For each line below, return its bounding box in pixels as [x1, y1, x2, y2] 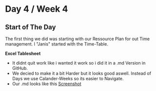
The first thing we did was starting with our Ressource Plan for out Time [5, 36, 150, 42]
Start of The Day [5, 23, 56, 31]
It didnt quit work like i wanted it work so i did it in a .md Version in [12, 60, 146, 66]
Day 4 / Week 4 [5, 3, 68, 15]
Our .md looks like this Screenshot [12, 81, 82, 87]
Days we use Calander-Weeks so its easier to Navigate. [12, 76, 124, 81]
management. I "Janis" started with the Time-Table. [5, 41, 109, 47]
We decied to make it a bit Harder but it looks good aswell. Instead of [12, 70, 152, 76]
